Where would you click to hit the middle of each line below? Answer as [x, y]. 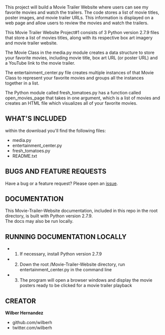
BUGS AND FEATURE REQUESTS [56, 172]
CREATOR [21, 301]
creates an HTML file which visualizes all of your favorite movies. [71, 103]
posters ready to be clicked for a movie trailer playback [76, 286]
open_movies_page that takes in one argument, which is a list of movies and [83, 98]
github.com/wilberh [32, 323]
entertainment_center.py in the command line [66, 270]
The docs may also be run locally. [39, 221]
